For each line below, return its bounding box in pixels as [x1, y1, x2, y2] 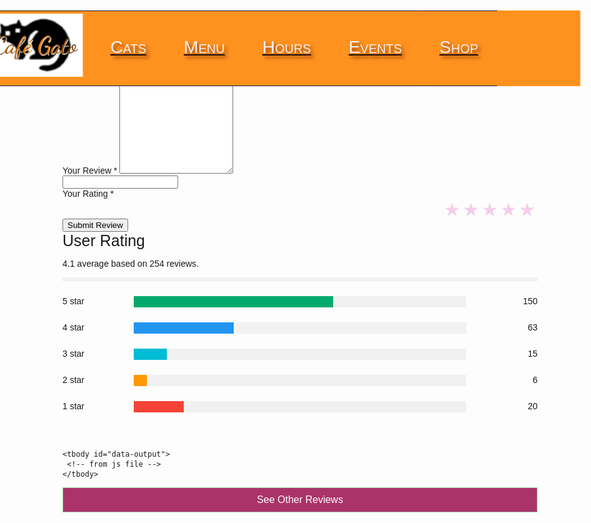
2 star [62, 374, 85, 385]
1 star [62, 400, 85, 412]
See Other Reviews [256, 493, 344, 505]
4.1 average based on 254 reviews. [62, 258, 199, 269]
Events [348, 36, 403, 57]
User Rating [62, 231, 145, 250]
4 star [62, 321, 85, 333]
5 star [62, 295, 85, 307]
